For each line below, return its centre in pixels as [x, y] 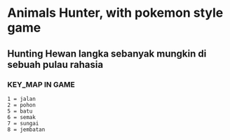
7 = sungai [23, 123]
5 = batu [20, 111]
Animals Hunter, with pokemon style [115, 13]
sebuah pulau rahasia [55, 64]
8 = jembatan [26, 129]
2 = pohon [22, 105]
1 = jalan [22, 99]
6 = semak [22, 117]
